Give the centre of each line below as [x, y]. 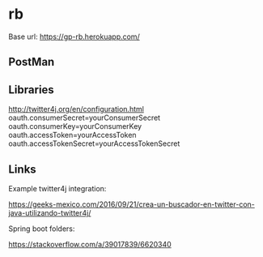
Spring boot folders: [42, 229]
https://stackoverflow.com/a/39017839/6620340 [90, 244]
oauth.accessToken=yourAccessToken [72, 135]
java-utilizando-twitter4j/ [50, 212]
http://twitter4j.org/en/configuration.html [76, 109]
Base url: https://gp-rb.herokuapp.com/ [74, 36]
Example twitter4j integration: [57, 188]
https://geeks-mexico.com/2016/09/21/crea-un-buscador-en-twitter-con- [131, 204]
